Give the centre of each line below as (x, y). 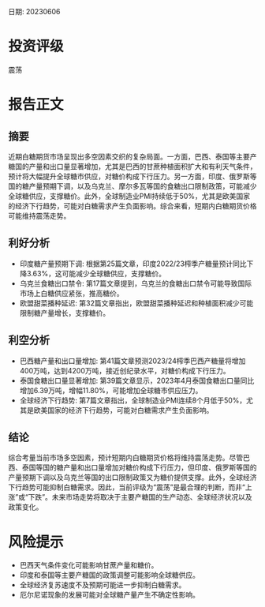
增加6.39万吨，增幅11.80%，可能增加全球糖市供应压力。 (111, 390)
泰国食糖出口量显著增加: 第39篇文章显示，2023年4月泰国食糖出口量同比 (137, 380)
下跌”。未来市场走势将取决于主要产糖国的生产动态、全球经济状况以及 (140, 497)
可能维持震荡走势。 (39, 215)
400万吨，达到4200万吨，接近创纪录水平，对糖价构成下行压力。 (125, 370)
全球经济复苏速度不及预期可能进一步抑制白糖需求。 (103, 585)
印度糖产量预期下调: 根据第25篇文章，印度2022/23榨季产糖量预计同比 (133, 264)
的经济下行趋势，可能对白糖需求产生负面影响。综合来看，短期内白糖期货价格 (132, 206)
